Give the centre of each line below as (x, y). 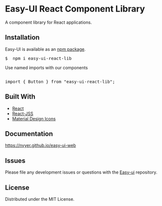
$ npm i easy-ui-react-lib (38, 58)
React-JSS (23, 113)
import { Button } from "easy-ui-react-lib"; (60, 81)
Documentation (29, 134)
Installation (22, 37)
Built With (20, 97)
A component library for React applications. (49, 22)
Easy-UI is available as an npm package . (45, 49)
